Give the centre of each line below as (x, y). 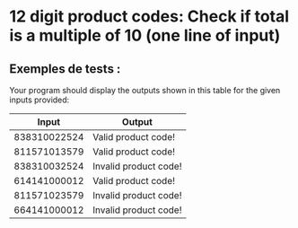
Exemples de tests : (65, 69)
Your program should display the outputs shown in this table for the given (145, 90)
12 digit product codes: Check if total (149, 17)
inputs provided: (39, 100)
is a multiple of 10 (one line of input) (145, 35)
